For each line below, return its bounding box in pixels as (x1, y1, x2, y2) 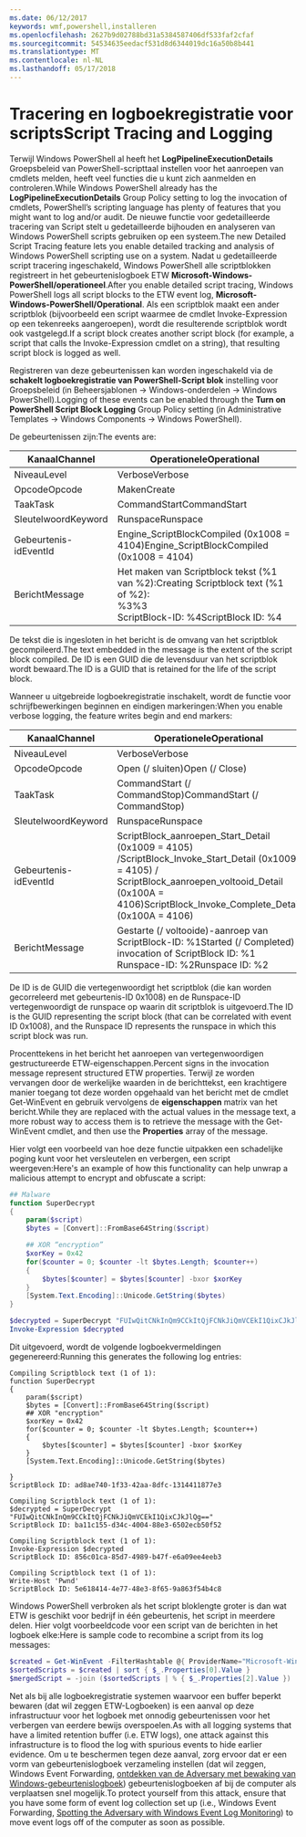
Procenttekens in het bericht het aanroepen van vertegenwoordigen (9, 1047, 264, 1059)
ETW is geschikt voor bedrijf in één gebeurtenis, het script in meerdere (9, 1610, 276, 1621)
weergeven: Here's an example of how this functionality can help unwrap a (9, 1162, 289, 1173)
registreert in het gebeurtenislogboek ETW (9, 269, 170, 280)
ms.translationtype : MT (9, 47, 100, 57)
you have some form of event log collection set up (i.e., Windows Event (9, 1797, 277, 1808)
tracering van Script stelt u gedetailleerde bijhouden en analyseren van (9, 221, 276, 232)
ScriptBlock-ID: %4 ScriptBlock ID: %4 (117, 611, 282, 624)
